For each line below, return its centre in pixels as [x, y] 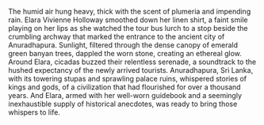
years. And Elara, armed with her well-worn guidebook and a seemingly [125, 95]
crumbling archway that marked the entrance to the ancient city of [117, 36]
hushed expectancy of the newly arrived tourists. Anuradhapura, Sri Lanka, [131, 70]
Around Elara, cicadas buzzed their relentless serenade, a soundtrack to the [132, 62]
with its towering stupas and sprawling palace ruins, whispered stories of [128, 79]
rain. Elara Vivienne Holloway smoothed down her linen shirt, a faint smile [128, 20]
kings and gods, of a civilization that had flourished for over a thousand [124, 87]
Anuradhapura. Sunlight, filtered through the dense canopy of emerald [123, 45]
